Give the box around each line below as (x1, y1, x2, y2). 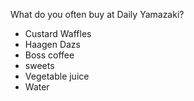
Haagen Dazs (24, 39, 81, 50)
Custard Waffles (24, 28, 92, 39)
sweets (24, 60, 55, 71)
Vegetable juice (24, 70, 90, 82)
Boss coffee (24, 49, 75, 61)
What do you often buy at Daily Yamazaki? (10, 9, 185, 20)
